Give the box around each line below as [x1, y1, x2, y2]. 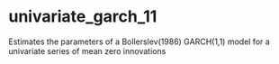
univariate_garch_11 [8, 6, 157, 27]
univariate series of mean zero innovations [8, 45, 166, 56]
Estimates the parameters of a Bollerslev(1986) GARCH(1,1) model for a [8, 36, 271, 47]
